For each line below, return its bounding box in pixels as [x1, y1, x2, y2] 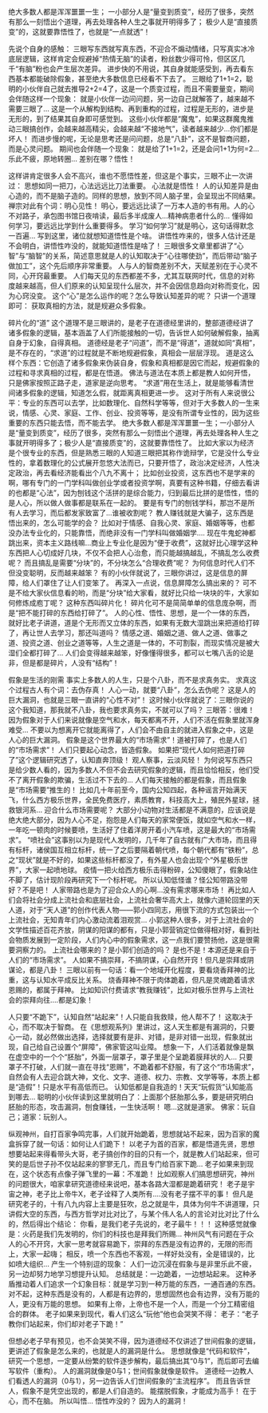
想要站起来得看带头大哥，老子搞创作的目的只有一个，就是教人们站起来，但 [8, 1149, 253, 1159]
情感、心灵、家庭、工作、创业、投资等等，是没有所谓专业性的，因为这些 [22, 408, 260, 418]
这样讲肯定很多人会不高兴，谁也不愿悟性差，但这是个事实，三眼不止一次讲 [8, 171, 253, 180]
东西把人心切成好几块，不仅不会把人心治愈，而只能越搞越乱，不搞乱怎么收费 [8, 548, 260, 558]
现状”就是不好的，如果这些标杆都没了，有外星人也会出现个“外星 [18, 855, 227, 864]
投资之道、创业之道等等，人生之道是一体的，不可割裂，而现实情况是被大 [22, 638, 260, 647]
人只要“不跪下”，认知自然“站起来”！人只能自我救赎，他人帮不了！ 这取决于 [8, 1012, 254, 1022]
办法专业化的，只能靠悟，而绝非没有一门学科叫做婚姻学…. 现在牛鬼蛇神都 [14, 528, 257, 538]
